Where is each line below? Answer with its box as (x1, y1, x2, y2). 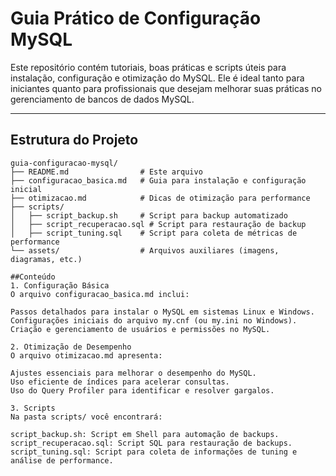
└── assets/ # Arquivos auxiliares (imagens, (10, 245, 280, 256)
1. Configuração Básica (10, 280, 110, 291)
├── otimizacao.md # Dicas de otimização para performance (10, 193, 311, 203)
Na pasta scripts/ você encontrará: (10, 412, 163, 422)
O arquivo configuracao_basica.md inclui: (10, 289, 190, 299)
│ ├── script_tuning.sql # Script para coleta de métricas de (10, 228, 298, 238)
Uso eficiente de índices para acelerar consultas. (10, 377, 230, 387)
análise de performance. (10, 455, 114, 466)
